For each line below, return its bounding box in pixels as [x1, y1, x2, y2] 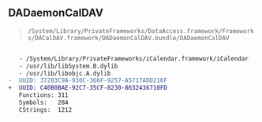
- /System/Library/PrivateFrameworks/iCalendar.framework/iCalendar [18, 54, 249, 62]
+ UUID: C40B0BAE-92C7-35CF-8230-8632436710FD [8, 84, 168, 92]
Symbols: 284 [18, 98, 69, 107]
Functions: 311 [18, 91, 69, 99]
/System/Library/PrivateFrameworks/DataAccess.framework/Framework [27, 27, 254, 35]
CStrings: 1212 [18, 105, 73, 113]
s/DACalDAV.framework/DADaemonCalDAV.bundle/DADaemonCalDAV [27, 34, 230, 42]
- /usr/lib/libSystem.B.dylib [18, 62, 118, 70]
